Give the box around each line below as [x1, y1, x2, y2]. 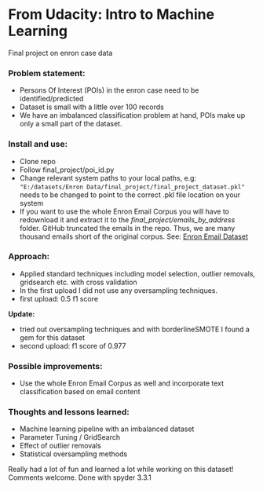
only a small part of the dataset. [19, 119, 122, 129]
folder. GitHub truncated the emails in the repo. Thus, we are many [19, 223, 236, 232]
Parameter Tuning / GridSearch [19, 433, 120, 442]
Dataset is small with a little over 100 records [19, 102, 165, 112]
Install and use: [8, 139, 68, 150]
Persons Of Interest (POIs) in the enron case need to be [19, 86, 199, 95]
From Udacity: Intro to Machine [8, 5, 214, 24]
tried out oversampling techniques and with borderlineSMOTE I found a [19, 324, 250, 334]
